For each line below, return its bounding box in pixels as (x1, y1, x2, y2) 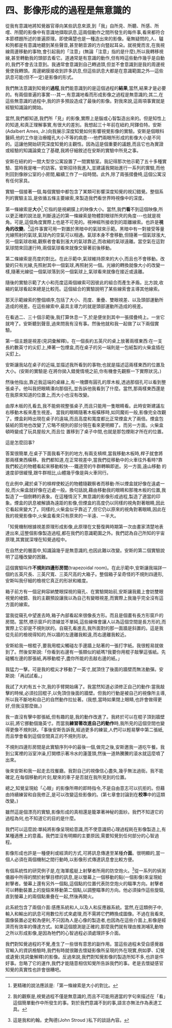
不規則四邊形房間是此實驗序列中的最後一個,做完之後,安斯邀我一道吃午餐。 (5, 744, 161, 750)
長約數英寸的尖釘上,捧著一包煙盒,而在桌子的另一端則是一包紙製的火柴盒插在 (5, 344, 165, 351)
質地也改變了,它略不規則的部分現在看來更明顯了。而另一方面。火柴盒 (18, 422, 164, 428)
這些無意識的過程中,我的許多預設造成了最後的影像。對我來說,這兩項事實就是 (5, 98, 165, 104)
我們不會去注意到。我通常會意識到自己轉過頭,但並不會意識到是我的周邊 (11, 61, 161, 67)
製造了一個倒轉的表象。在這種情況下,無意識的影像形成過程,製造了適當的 (5, 493, 156, 500)
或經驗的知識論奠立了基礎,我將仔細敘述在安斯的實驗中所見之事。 (5, 147, 142, 153)
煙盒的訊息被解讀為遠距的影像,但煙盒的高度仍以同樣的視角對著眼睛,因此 (14, 500, 165, 506)
